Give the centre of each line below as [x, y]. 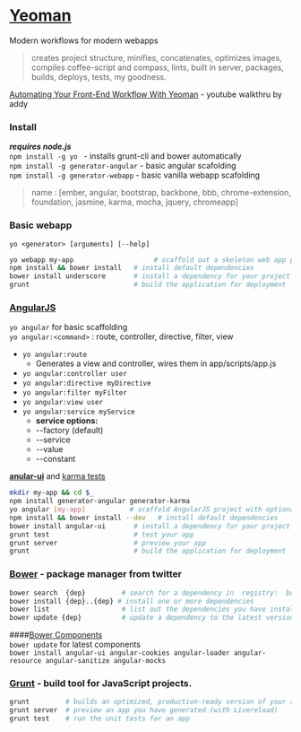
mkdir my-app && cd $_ [52, 493]
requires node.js [40, 147]
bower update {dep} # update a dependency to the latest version [152, 618]
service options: [67, 421]
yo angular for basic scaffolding [69, 327]
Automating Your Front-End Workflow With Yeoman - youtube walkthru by [146, 94]
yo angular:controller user [74, 374]
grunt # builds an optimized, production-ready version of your [148, 702]
